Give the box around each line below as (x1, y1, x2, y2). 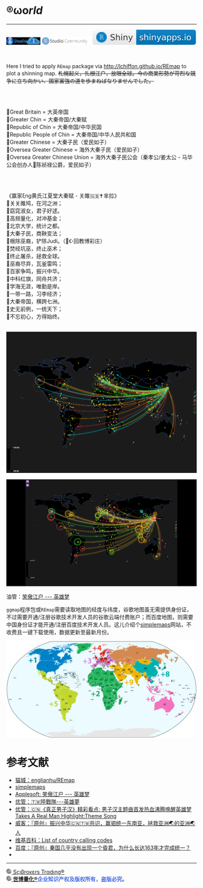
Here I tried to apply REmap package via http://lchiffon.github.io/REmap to (6, 62, 187, 69)
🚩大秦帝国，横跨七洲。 (6, 297, 63, 305)
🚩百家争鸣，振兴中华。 (6, 267, 63, 275)
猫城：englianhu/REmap (14, 777, 75, 784)
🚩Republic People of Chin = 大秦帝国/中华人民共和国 (6, 130, 137, 138)
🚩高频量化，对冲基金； (6, 214, 63, 222)
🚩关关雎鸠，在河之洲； (6, 199, 63, 207)
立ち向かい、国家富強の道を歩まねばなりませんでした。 (16, 77, 154, 85)
